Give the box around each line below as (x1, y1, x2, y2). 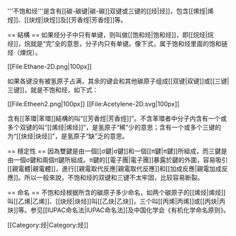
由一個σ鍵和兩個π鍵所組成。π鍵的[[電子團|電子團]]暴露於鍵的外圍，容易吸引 (7, 156, 228, 164)
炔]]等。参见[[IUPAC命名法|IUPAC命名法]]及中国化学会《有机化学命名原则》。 (7, 206, 230, 214)
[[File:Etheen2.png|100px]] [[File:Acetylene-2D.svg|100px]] (7, 100, 180, 108)
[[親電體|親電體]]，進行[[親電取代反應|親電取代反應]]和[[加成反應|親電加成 (7, 165, 223, 173)
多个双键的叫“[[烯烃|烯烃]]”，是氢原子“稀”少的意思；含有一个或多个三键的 (7, 123, 221, 131)
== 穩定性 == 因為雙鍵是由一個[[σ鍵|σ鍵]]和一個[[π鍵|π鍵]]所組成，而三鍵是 (7, 147, 228, 155)
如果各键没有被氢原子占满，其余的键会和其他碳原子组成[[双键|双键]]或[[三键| (7, 77, 230, 85)
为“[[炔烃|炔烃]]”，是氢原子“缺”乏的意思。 (7, 132, 129, 140)
